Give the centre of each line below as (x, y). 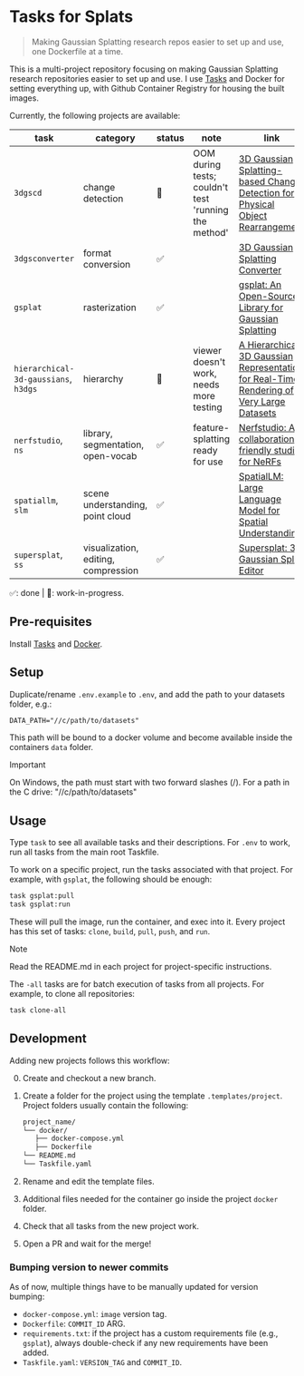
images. (24, 98)
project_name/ (49, 1122)
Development (48, 1039)
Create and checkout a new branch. (89, 1078)
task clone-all (38, 1010)
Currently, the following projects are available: (95, 115)
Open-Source (268, 296)
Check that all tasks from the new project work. (111, 1225)
